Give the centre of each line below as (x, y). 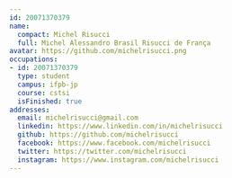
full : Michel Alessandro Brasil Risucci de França (114, 43)
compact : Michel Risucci (64, 34)
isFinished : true (50, 101)
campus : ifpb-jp (48, 85)
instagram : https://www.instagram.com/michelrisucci (118, 160)
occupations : (34, 59)
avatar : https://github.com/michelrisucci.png (98, 51)
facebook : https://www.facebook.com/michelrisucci (114, 143)
